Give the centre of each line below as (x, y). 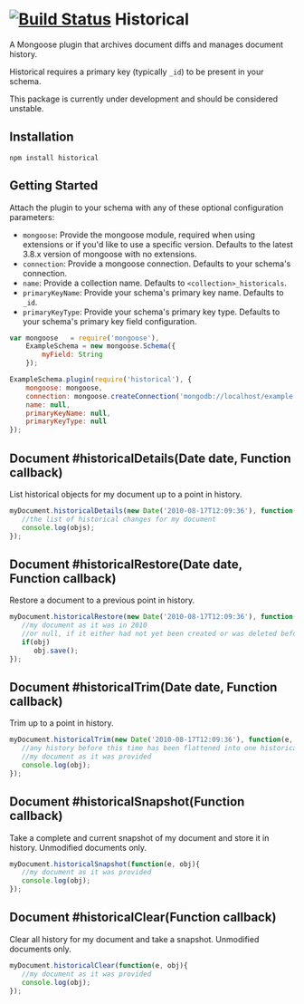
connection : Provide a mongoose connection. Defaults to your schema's (157, 264)
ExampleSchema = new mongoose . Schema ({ (101, 346)
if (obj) (36, 642)
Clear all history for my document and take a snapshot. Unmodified (134, 939)
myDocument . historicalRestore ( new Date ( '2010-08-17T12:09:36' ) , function (152, 617)
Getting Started (54, 186)
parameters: (32, 217)
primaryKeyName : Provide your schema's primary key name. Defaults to (153, 292)
